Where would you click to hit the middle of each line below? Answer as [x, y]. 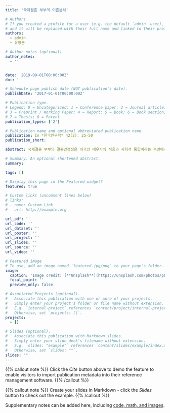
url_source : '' [21, 247]
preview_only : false [31, 285]
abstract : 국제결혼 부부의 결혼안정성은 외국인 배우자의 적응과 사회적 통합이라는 [78, 150]
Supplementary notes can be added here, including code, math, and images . [85, 405]
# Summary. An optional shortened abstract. [53, 158]
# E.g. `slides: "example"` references [50, 345]
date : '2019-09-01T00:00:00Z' [37, 75]
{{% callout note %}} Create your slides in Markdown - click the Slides [78, 390]
